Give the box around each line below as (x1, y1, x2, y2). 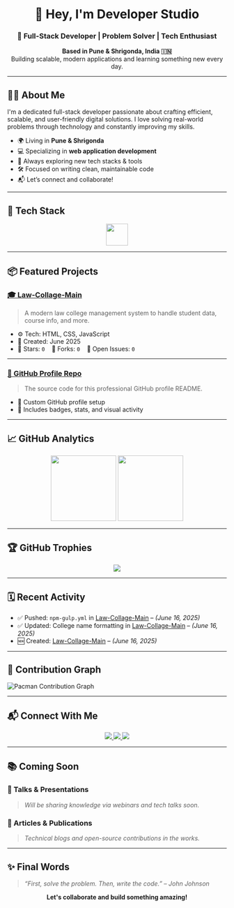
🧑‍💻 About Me (7, 89, 65, 101)
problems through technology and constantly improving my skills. (7, 122, 195, 131)
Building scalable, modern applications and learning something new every (10, 55, 224, 64)
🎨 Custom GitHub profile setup (17, 398, 106, 407)
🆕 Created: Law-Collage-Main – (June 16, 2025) (17, 636, 157, 645)
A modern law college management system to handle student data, (24, 309, 217, 317)
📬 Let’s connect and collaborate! (17, 175, 114, 184)
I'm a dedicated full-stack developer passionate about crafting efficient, (7, 108, 213, 116)
